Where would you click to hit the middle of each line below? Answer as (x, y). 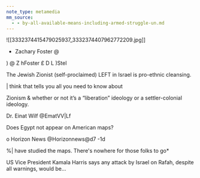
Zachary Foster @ (37, 52)
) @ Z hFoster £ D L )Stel (37, 63)
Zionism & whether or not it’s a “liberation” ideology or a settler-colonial (94, 98)
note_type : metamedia (33, 12)
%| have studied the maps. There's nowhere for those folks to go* (88, 151)
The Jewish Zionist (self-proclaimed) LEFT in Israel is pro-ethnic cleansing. (99, 75)
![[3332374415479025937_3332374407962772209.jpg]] (76, 40)
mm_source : (20, 17)
